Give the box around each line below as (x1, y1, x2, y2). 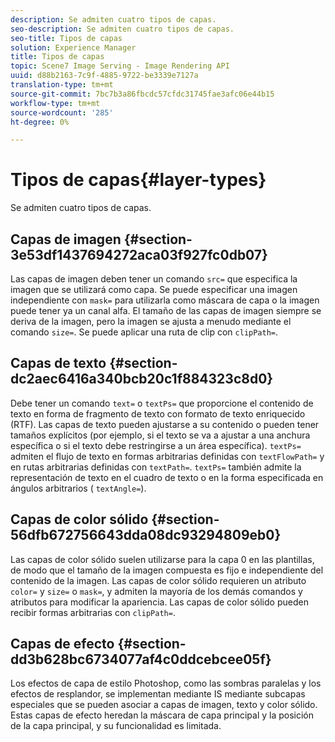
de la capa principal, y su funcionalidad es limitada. (10, 720, 222, 732)
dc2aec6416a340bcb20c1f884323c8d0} (10, 371, 274, 388)
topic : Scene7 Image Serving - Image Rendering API (10, 61, 230, 71)
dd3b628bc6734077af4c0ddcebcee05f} (10, 651, 272, 668)
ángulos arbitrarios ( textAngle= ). (10, 482, 147, 494)
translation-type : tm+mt (10, 80, 114, 90)
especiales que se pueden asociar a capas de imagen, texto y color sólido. (10, 699, 318, 711)
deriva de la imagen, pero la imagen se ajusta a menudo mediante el (10, 316, 292, 327)
